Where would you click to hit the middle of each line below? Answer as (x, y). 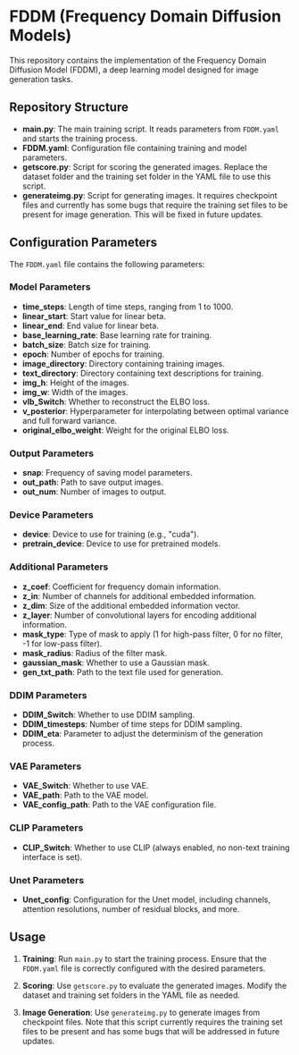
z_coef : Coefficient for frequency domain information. (121, 587)
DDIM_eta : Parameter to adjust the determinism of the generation (142, 734)
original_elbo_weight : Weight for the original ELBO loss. (125, 430)
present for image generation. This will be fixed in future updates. (142, 214)
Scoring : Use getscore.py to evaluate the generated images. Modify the (154, 985)
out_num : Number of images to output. (94, 492)
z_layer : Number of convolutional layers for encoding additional (139, 615)
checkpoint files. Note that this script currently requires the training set (152, 1022)
